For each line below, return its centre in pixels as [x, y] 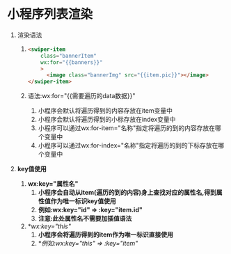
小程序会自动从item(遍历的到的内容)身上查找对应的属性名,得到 [127, 193]
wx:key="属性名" [53, 184]
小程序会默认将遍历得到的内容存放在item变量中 [105, 111]
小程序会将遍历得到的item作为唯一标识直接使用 [106, 235]
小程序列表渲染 [50, 14]
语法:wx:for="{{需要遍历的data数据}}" [81, 96]
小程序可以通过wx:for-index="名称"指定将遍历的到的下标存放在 [128, 145]
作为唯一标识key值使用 [83, 201]
